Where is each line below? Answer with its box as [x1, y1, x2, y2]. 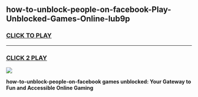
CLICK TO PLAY [6, 32, 52, 40]
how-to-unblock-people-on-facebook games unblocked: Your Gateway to [6, 78, 192, 85]
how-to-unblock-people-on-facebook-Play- [6, 5, 171, 15]
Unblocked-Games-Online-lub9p [6, 14, 131, 24]
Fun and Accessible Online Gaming [6, 84, 94, 91]
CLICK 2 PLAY [6, 53, 47, 62]
